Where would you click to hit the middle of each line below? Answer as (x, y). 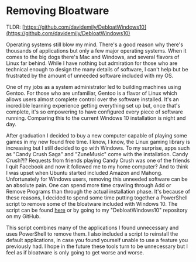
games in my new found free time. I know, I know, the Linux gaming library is (98, 142)
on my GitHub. (23, 216)
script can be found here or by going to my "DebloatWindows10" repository (97, 210)
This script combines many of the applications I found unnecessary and (92, 227)
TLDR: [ (15, 27)
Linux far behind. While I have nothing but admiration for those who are (92, 63)
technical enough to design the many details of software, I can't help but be (97, 69)
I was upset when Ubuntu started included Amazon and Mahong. (84, 173)
